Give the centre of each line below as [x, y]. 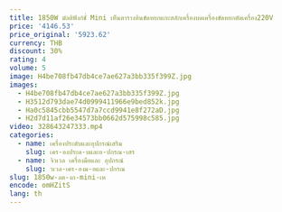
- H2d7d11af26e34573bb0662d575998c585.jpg [99, 118]
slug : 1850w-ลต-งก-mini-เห [58, 177]
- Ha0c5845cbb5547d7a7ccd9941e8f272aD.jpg [99, 110]
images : [24, 85]
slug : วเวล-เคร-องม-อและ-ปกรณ [75, 169]
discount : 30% [36, 51]
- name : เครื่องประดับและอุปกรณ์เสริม [70, 143]
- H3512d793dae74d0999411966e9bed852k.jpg [99, 101]
